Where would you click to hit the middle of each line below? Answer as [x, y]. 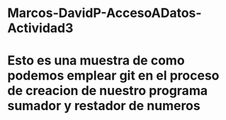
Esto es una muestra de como [96, 61]
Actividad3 [40, 28]
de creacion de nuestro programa [107, 91]
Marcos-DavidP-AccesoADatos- [104, 13]
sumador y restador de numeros [104, 106]
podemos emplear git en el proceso [113, 76]
